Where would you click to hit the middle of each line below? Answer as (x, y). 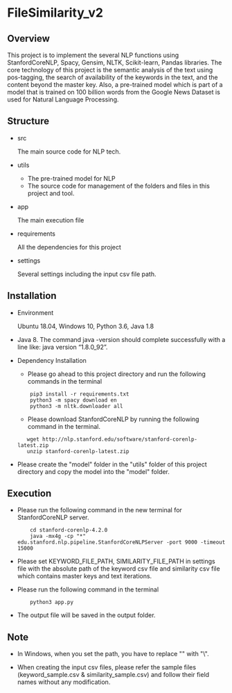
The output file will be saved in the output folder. (86, 615)
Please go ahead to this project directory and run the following (117, 374)
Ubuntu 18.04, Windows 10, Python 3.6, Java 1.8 (86, 326)
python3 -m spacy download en (73, 400)
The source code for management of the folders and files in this (118, 186)
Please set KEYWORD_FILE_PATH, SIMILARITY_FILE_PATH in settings (116, 562)
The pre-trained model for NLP (71, 178)
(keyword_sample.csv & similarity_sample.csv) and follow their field (113, 675)
